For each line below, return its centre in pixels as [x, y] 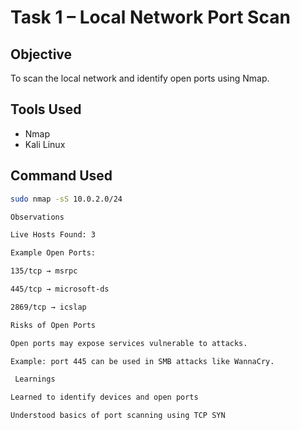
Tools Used [46, 109]
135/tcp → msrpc [44, 271]
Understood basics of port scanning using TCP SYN [118, 416]
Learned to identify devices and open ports [104, 397]
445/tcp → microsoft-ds [60, 289]
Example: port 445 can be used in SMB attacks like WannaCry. [142, 361]
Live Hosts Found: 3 [53, 235]
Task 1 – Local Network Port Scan [150, 17]
